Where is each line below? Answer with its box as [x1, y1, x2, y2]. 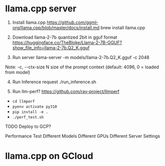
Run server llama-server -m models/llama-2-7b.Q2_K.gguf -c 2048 [12, 54, 150, 60]
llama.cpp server [5, 3, 77, 14]
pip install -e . [12, 110, 49, 114]
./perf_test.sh [12, 114, 44, 119]
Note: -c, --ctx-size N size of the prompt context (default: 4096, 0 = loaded [5, 64, 160, 70]
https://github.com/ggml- [47, 19, 99, 25]
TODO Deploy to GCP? [5, 123, 51, 129]
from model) [5, 69, 31, 75]
